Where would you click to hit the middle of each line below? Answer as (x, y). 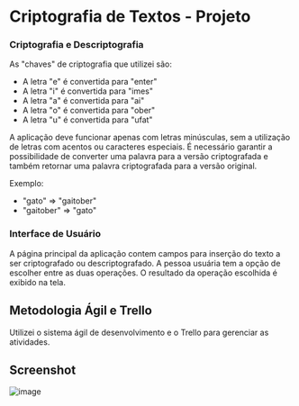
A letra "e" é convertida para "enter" (90, 82)
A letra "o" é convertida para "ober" (89, 111)
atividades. (30, 342)
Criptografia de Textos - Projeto (130, 17)
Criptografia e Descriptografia (77, 45)
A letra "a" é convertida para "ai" (83, 101)
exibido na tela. (37, 282)
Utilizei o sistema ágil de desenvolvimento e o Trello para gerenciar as (139, 332)
